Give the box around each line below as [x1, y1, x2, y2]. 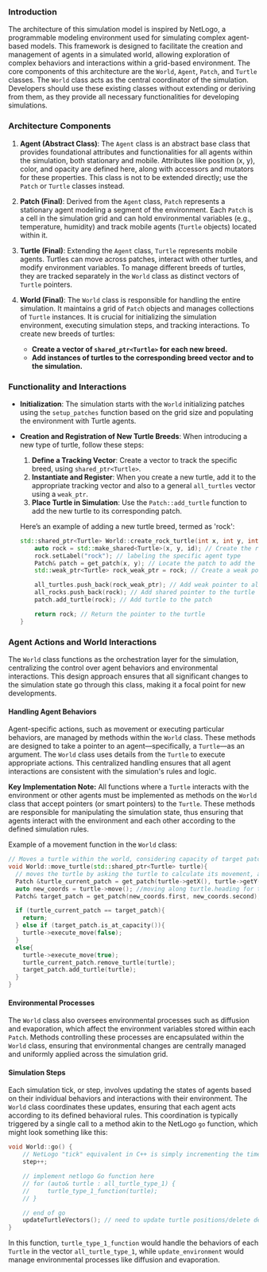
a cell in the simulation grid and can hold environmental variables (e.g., [19, 213, 252, 223]
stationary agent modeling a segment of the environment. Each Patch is [19, 205, 253, 214]
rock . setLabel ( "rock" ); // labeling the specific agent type [34, 552, 241, 560]
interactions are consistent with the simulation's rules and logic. [8, 767, 217, 777]
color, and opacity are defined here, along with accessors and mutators [19, 164, 254, 174]
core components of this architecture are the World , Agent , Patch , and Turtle [8, 67, 257, 76]
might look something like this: [8, 1128, 109, 1137]
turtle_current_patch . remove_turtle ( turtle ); [22, 958, 176, 966]
